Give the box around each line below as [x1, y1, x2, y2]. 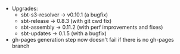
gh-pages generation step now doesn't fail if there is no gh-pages [11, 36, 174, 43]
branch [11, 42, 30, 49]
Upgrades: [11, 5, 38, 12]
